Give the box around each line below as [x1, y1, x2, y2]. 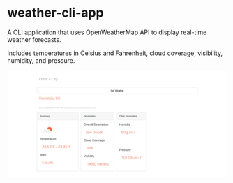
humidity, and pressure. [7, 56, 75, 64]
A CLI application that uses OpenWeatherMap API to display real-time [7, 28, 207, 36]
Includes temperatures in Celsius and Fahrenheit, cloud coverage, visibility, [7, 49, 223, 57]
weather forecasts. [7, 35, 61, 43]
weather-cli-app [7, 5, 104, 21]
